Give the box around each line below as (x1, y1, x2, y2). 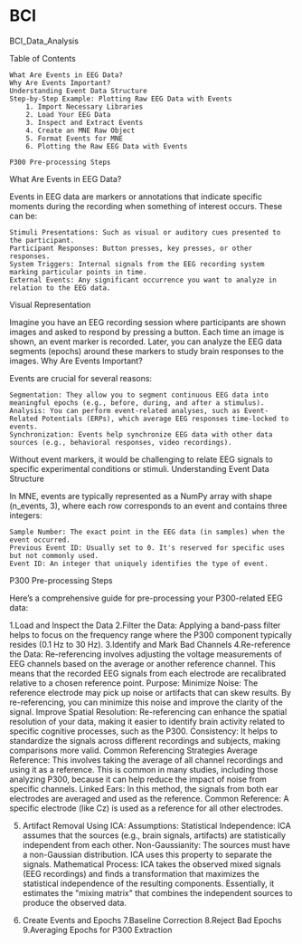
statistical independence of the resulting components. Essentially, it (22, 878, 275, 889)
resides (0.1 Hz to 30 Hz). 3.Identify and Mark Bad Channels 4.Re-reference (9, 639, 291, 650)
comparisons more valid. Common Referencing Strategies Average (9, 745, 258, 756)
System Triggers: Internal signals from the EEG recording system (9, 259, 265, 268)
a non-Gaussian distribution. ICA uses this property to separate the (22, 849, 273, 860)
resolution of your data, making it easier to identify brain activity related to (9, 716, 285, 727)
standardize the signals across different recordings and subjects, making (9, 735, 281, 746)
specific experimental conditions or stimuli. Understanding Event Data (9, 463, 269, 474)
